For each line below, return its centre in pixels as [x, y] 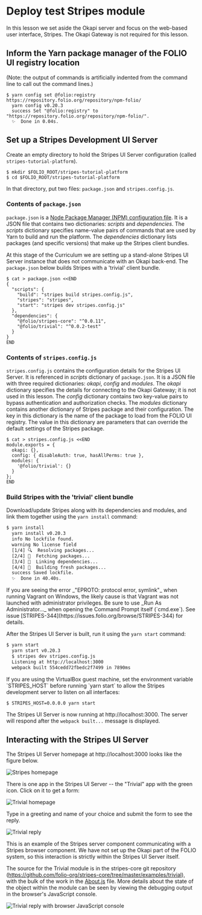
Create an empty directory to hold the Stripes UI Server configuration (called [101, 154]
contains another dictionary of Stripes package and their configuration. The [100, 409]
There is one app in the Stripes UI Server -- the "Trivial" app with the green [99, 784]
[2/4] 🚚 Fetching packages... [51, 556]
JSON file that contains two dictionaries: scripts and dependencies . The [96, 224]
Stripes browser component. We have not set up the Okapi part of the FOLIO [101, 850]
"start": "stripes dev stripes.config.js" [71, 305]
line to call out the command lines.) [50, 84]
